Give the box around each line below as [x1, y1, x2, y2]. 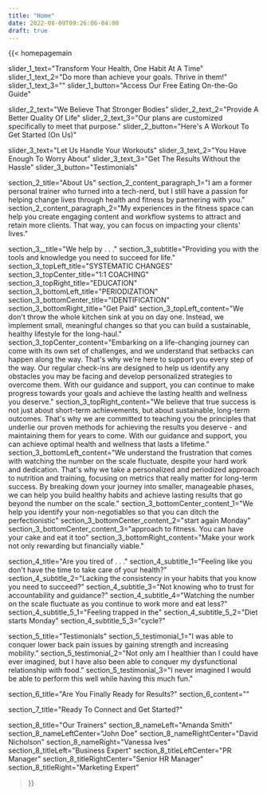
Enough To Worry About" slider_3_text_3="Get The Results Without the [8, 154, 241, 164]
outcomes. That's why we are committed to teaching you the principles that [8, 414, 257, 424]
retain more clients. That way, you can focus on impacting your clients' [8, 220, 241, 230]
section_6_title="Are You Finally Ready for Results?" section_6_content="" [8, 690, 249, 699]
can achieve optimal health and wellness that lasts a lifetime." [8, 440, 210, 449]
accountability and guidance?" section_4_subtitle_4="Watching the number [8, 591, 255, 600]
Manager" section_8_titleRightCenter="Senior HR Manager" [8, 754, 204, 764]
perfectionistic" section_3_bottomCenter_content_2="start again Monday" [8, 516, 251, 525]
